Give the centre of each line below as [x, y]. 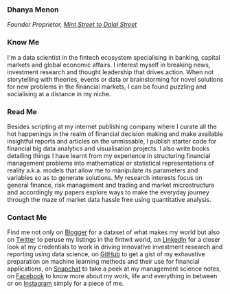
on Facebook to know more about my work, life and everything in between [112, 276]
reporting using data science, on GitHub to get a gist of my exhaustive [106, 254]
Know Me [23, 43]
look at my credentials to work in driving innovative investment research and [115, 247]
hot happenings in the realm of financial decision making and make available [115, 134]
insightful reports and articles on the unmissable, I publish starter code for [112, 141]
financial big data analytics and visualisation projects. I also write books [108, 148]
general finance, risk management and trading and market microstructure [111, 185]
